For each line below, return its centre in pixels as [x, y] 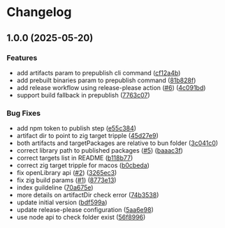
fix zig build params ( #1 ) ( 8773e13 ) [66, 180]
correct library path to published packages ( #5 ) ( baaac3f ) [100, 151]
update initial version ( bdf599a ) [62, 202]
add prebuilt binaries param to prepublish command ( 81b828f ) [106, 80]
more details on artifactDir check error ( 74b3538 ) [88, 195]
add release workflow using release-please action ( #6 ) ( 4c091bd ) [111, 87]
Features [22, 58]
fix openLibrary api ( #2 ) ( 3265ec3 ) [67, 173]
